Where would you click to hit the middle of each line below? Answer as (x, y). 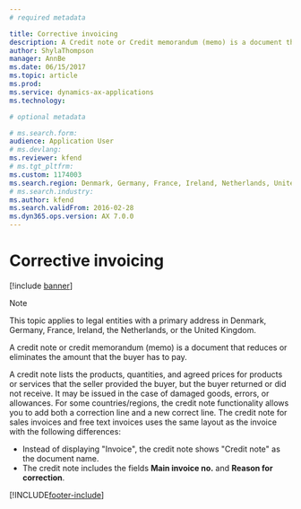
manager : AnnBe (38, 59)
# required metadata (48, 18)
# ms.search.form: (43, 133)
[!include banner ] (41, 285)
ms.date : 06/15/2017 (48, 67)
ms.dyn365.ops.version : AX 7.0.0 (72, 216)
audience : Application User (62, 141)
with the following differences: (65, 431)
